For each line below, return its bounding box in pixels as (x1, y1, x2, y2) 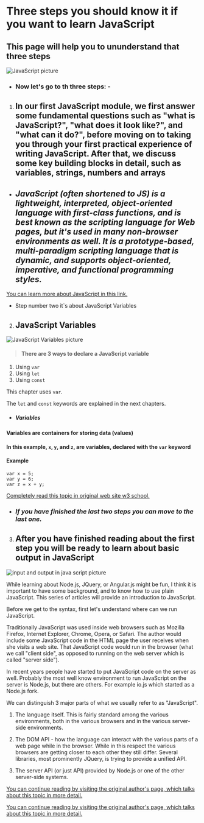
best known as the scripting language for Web (15, 217, 195, 227)
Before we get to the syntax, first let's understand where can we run (6, 605, 178, 613)
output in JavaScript (15, 553, 94, 563)
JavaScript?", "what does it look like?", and (15, 120, 183, 130)
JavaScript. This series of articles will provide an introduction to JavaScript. (6, 593, 196, 601)
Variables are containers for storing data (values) (6, 429, 134, 437)
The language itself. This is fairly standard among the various (15, 711, 169, 718)
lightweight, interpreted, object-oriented (15, 198, 172, 208)
